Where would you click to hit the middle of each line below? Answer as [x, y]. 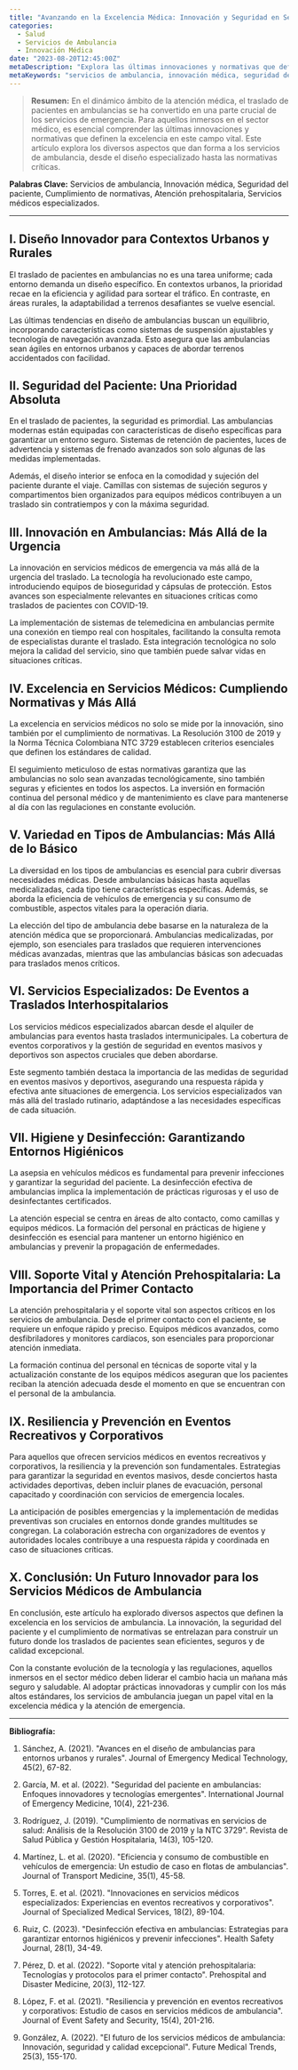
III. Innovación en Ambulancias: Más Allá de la [138, 532]
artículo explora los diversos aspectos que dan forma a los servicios [156, 148]
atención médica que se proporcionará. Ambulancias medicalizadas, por [141, 935]
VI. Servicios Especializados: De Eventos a [129, 991]
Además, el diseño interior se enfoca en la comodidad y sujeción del [134, 476]
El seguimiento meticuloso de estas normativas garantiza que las [128, 769]
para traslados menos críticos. [65, 963]
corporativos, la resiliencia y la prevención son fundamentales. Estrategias [145, 1466]
